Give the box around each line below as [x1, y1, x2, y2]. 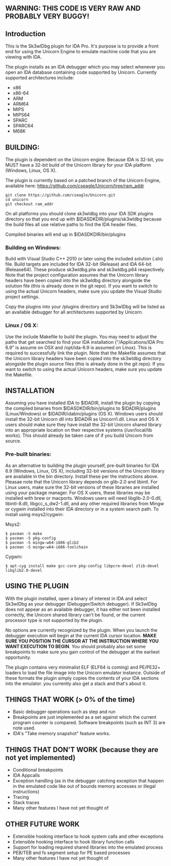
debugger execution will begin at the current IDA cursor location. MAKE [5, 632, 157, 638]
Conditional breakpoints [12, 767, 63, 773]
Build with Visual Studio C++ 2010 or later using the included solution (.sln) [5, 256, 163, 262]
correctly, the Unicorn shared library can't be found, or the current [5, 611, 145, 618]
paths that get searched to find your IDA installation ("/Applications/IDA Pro [5, 339, 164, 345]
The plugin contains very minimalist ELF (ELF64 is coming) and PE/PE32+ [5, 664, 161, 670]
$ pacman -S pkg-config [5, 536, 56, 541]
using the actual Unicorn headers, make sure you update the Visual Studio [5, 288, 162, 295]
